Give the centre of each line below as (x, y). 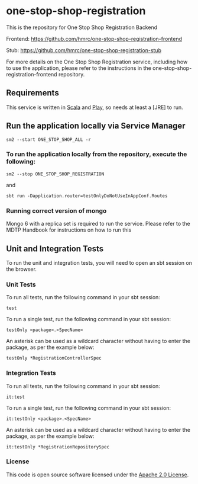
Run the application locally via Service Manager (96, 126)
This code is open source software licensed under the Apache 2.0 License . (98, 475)
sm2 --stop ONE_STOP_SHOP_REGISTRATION (55, 174)
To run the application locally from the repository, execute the (97, 154)
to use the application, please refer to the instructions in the (79, 68)
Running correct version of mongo (56, 210)
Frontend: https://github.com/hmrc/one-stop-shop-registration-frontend (94, 39)
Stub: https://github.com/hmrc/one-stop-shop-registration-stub (84, 50)
